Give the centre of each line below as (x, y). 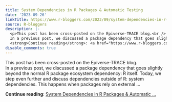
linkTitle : (17, 19)
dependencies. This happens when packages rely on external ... (73, 84)
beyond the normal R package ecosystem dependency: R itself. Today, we (83, 73)
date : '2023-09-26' (26, 15)
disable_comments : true (31, 48)
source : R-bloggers (26, 24)
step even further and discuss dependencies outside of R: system (75, 79)
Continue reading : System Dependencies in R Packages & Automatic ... (81, 94)
